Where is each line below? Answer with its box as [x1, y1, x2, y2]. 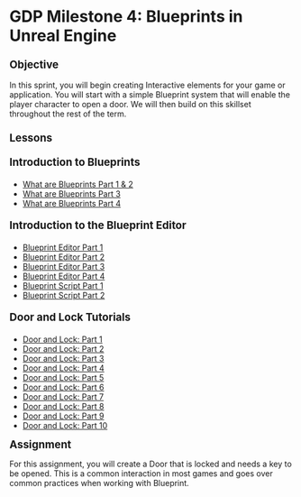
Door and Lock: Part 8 [22, 401, 105, 412]
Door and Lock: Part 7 [22, 391, 105, 402]
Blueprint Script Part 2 [22, 290, 105, 300]
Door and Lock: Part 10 [22, 420, 108, 431]
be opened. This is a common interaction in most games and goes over [9, 468, 273, 479]
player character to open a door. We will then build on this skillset [9, 99, 251, 110]
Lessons [9, 131, 53, 145]
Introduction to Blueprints [9, 155, 141, 169]
